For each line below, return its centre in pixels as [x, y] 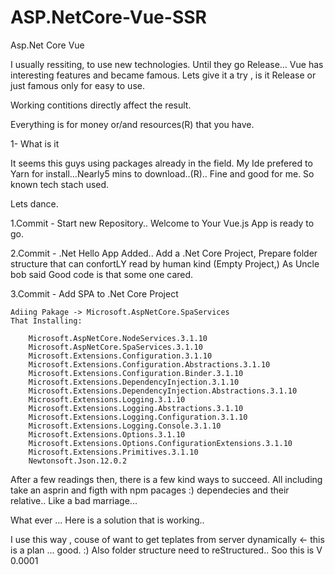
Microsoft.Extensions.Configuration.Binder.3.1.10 [136, 373]
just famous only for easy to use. [77, 85]
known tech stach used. [60, 184]
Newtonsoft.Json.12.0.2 [78, 461]
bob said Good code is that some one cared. [102, 274]
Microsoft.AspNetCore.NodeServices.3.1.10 [118, 338]
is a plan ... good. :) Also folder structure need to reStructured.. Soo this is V [166, 550]
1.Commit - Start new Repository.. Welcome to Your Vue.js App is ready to [162, 223]
